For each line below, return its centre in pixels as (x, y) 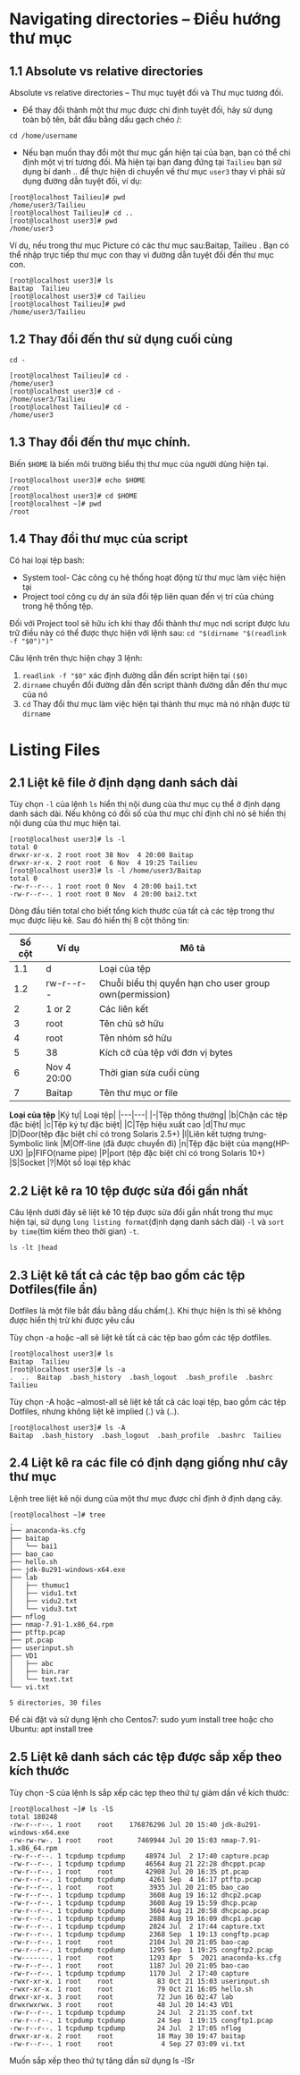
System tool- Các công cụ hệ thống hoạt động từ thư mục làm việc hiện (154, 578)
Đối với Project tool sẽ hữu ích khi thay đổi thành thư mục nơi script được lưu (150, 624)
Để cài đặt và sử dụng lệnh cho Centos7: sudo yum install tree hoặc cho (142, 1719)
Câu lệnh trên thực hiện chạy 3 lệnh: (76, 659)
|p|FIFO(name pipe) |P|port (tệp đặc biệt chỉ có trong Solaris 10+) (145, 1153)
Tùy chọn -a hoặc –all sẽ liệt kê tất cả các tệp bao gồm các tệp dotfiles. (141, 1338)
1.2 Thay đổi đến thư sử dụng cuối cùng (121, 340)
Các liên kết (124, 1009)
